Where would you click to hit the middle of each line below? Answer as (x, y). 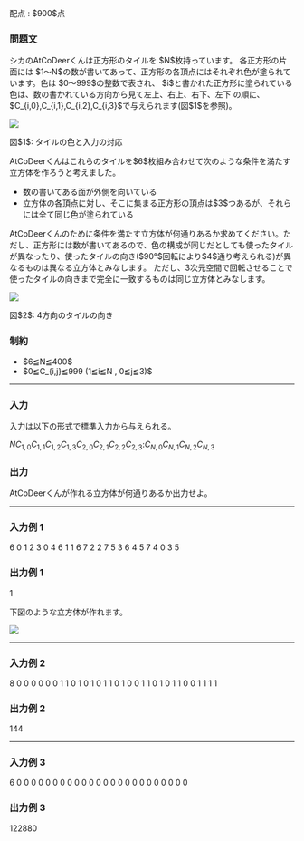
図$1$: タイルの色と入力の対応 (66, 142)
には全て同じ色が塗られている (78, 215)
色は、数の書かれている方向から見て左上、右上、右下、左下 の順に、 (137, 94)
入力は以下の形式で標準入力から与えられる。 (93, 426)
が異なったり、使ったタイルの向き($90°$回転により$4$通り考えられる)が (147, 256)
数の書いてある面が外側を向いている (90, 192)
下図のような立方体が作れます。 (69, 612)
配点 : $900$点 (38, 13)
